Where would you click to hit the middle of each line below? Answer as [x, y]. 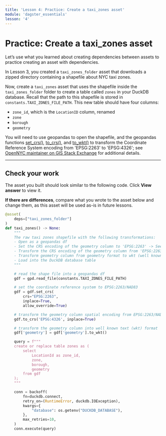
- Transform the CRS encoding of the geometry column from [76, 251]
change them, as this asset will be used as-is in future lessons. [69, 205]
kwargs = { [32, 406]
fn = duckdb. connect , [43, 396]
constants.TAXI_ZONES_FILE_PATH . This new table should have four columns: [82, 102]
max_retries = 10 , [40, 420]
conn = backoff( [31, 392]
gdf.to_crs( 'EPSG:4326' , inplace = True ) [55, 319]
